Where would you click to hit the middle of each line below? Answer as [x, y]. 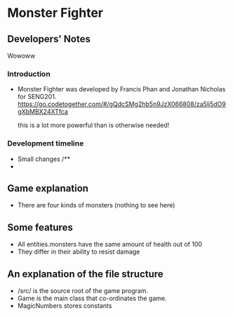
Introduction [29, 74]
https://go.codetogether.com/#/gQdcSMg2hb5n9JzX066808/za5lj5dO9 [121, 104]
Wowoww [21, 56]
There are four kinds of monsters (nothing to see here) [96, 205]
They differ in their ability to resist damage [79, 252]
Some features [40, 227]
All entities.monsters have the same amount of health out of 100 [109, 245]
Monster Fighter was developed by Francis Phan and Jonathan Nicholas [121, 89]
